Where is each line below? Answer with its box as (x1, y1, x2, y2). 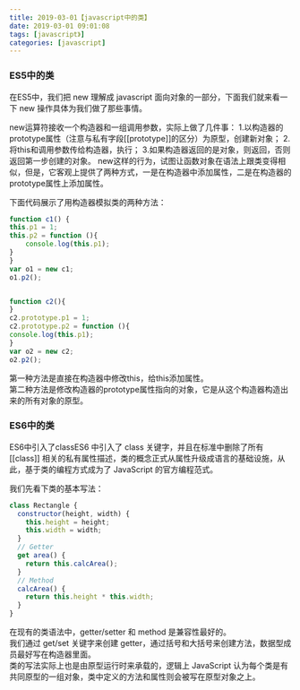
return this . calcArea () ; (25, 559, 118, 568)
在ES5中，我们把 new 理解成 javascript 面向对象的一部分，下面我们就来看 (9, 91, 280, 102)
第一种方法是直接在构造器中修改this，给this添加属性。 (9, 373, 209, 384)
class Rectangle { (9, 501, 78, 510)
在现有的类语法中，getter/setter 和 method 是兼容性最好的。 (9, 626, 231, 637)
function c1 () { (9, 214, 70, 224)
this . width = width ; (25, 526, 102, 535)
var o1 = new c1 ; (9, 264, 74, 273)
